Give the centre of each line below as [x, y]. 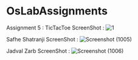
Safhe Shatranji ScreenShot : [43, 39]
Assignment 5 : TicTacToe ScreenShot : [55, 28]
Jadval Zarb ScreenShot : [38, 51]
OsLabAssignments [57, 11]
